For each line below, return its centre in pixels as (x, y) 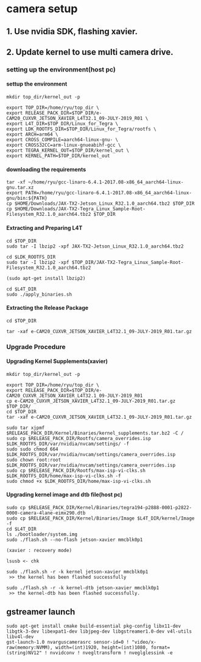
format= (160, 647)
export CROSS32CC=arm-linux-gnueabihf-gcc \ (64, 145)
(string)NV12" (24, 653)
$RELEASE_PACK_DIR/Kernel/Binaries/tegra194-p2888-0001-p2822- (110, 508)
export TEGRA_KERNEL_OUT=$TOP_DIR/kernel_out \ (68, 151)
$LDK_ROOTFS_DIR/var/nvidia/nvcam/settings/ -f (68, 444)
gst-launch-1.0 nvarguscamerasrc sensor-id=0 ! (68, 642)
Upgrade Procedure (36, 347)
